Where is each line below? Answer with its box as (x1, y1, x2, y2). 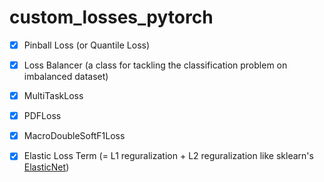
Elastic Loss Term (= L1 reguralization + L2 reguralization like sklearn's (23, 150, 314, 162)
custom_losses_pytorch (9, 6, 214, 29)
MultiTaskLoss (23, 90, 84, 102)
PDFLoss (23, 110, 62, 122)
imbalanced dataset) (23, 71, 109, 83)
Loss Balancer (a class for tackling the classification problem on (23, 59, 288, 71)
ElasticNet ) (23, 161, 70, 173)
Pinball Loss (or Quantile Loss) (23, 39, 151, 51)
